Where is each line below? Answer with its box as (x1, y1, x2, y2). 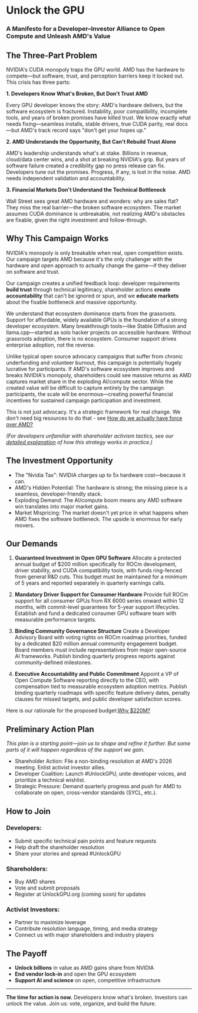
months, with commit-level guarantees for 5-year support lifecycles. (14, 604, 180, 611)
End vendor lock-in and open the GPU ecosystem (14, 970, 137, 978)
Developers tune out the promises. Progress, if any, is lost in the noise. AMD (6, 168, 191, 175)
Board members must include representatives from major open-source (14, 646, 187, 653)
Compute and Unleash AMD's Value (6, 32, 111, 40)
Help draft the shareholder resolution (14, 843, 105, 850)
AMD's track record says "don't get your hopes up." (20, 127, 147, 134)
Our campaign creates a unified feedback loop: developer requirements (6, 279, 180, 287)
